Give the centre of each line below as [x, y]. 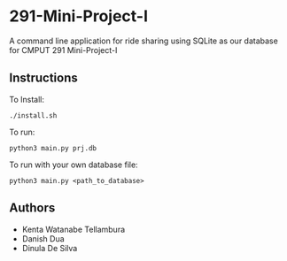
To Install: [27, 99]
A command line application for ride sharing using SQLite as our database [144, 41]
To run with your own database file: [74, 165]
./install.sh [33, 115]
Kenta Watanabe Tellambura [74, 229]
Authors [32, 208]
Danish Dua [43, 238]
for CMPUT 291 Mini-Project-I [63, 50]
